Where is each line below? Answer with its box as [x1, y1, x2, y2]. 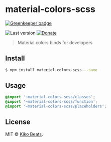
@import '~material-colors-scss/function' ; [5, 99, 98, 104]
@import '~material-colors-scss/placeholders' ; [5, 104, 107, 109]
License [5, 118, 31, 126]
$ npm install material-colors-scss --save [5, 67, 98, 72]
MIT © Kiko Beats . [5, 131, 44, 137]
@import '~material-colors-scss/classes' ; [5, 94, 95, 100]
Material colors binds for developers [17, 39, 93, 46]
